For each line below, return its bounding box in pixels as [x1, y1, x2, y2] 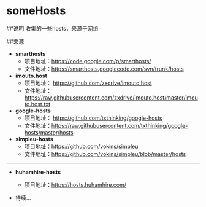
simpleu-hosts [15, 135, 53, 143]
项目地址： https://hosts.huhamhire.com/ [24, 181, 127, 188]
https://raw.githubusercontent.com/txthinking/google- [51, 122, 188, 129]
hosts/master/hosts [24, 128, 74, 136]
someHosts [6, 4, 66, 18]
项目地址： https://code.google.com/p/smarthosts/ [24, 57, 151, 64]
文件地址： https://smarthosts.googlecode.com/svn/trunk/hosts [24, 65, 184, 72]
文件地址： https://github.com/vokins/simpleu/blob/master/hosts [24, 150, 186, 157]
